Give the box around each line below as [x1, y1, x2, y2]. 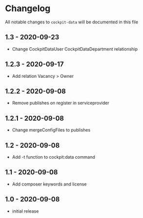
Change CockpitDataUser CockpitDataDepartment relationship [12, 46, 138, 52]
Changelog [5, 3, 51, 14]
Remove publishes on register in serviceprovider [12, 100, 109, 106]
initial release [12, 208, 39, 214]
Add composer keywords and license [12, 181, 87, 187]
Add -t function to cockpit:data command [12, 154, 95, 160]
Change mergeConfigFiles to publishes [12, 127, 91, 133]
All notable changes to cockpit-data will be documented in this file [5, 19, 139, 25]
